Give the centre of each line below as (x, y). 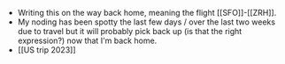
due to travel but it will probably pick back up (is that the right (130, 31)
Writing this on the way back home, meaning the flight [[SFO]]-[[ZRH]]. (147, 13)
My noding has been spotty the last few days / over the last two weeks (146, 22)
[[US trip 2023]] (47, 50)
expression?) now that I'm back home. (87, 40)
